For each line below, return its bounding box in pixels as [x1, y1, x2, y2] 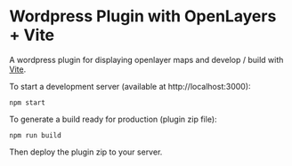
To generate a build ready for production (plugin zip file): [9, 114, 217, 124]
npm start [9, 98, 46, 107]
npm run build [9, 130, 62, 139]
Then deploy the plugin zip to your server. [9, 146, 163, 157]
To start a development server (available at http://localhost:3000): [9, 81, 251, 91]
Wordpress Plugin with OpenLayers [9, 6, 277, 27]
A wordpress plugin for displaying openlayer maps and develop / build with [9, 54, 284, 65]
